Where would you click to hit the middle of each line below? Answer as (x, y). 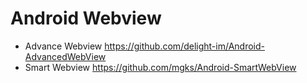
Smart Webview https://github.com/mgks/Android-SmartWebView (160, 67)
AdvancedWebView (65, 56)
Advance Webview (63, 46)
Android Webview (86, 18)
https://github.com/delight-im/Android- (184, 46)
